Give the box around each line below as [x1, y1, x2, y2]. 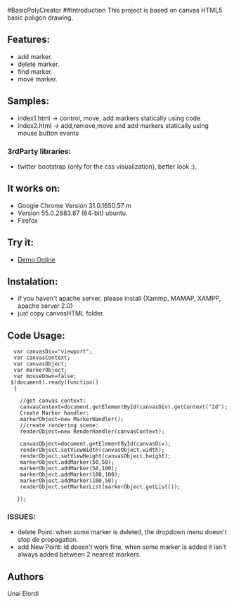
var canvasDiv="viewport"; [13, 348, 93, 356]
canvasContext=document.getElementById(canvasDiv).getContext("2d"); [20, 403, 228, 410]
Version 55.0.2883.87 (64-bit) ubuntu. [17, 209, 128, 217]
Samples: [7, 95, 50, 108]
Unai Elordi [7, 590, 39, 598]
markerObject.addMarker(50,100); [20, 465, 118, 472]
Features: [7, 34, 51, 46]
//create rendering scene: [20, 422, 99, 429]
